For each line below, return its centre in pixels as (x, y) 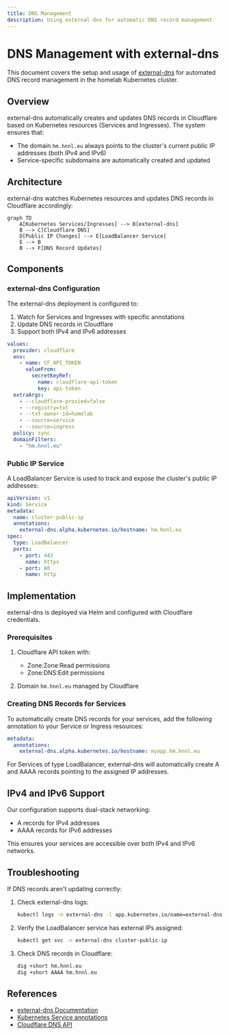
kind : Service (27, 504)
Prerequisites (30, 638)
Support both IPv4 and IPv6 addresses (71, 331)
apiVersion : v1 (29, 498)
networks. (21, 851)
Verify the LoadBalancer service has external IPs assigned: (100, 927)
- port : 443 (36, 556)
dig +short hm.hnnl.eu (49, 966)
